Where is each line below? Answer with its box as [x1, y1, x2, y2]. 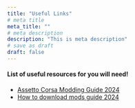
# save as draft [7, 42, 54, 49]
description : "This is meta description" [7, 36, 128, 43]
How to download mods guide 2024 [17, 93, 119, 101]
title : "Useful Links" [7, 10, 72, 17]
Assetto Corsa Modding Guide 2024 [17, 86, 120, 94]
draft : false [7, 49, 45, 56]
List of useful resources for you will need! [7, 70, 129, 78]
